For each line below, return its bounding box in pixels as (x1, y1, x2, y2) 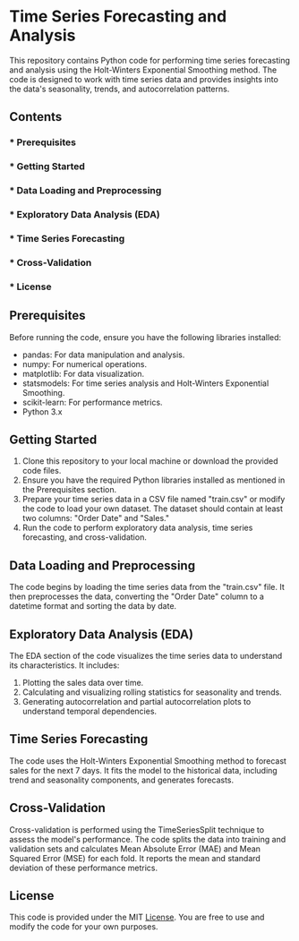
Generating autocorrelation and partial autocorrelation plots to (21, 697, 252, 707)
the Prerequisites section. (21, 484, 117, 495)
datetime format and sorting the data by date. (9, 601, 177, 612)
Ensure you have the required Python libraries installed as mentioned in (21, 475, 286, 485)
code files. (21, 466, 62, 476)
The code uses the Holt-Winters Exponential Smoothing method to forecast (9, 755, 286, 766)
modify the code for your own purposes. (9, 921, 158, 932)
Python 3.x (21, 406, 63, 417)
